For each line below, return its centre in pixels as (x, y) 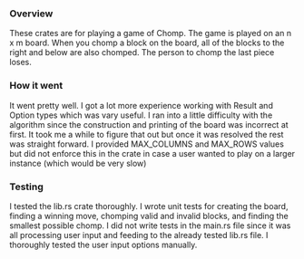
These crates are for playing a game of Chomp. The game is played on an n (151, 34)
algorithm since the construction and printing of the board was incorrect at (149, 124)
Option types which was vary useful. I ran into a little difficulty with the (141, 115)
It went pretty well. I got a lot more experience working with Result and (142, 105)
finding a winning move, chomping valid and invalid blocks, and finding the (149, 216)
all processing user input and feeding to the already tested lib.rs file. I (139, 235)
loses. (20, 62)
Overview (31, 14)
